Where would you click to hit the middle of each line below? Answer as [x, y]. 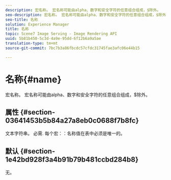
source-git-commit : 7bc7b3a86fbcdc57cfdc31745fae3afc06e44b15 [73, 48]
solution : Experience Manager [37, 24]
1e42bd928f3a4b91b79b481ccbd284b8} [72, 159]
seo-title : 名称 [22, 19]
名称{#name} [34, 79]
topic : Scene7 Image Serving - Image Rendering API [61, 34]
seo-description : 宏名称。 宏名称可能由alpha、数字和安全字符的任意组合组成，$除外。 [88, 15]
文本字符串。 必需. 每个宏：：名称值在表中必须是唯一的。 [65, 133]
